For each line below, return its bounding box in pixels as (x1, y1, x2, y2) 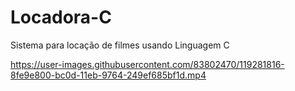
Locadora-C (10, 6, 112, 29)
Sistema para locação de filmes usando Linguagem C (10, 39, 230, 51)
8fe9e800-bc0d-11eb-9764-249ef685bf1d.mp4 (10, 69, 207, 81)
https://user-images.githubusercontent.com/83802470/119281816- (10, 58, 285, 70)
